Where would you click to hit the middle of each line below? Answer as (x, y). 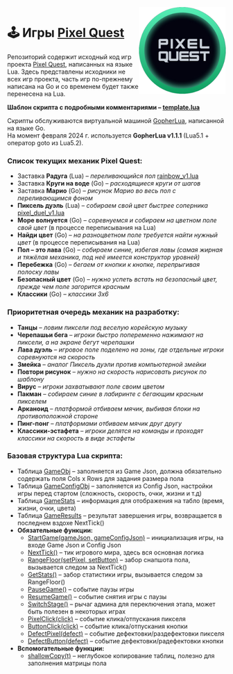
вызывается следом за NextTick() (77, 567)
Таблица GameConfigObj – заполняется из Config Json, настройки (115, 486)
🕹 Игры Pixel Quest (66, 33)
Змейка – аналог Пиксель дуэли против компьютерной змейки (112, 364)
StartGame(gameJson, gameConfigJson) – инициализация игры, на (126, 537)
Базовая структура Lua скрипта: (65, 456)
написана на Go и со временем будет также (73, 86)
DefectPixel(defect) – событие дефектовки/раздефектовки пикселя (126, 633)
